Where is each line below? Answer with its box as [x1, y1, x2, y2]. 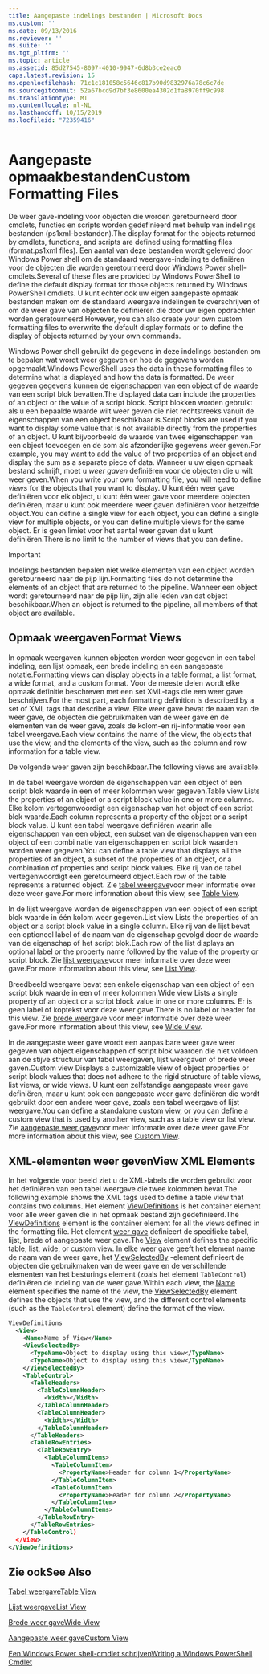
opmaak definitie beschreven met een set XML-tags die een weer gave [8, 686, 243, 696]
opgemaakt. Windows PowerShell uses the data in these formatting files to [8, 363, 253, 373]
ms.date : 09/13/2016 [8, 26, 78, 35]
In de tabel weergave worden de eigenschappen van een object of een [8, 777, 243, 787]
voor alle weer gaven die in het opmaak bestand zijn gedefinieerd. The [8, 1210, 239, 1220]
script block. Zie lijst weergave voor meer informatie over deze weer [8, 955, 231, 964]
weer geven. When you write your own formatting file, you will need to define [8, 475, 262, 484]
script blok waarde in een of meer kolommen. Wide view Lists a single [8, 988, 238, 997]
